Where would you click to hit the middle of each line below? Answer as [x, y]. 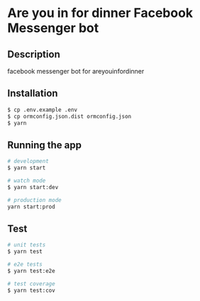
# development [28, 161]
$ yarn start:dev [33, 187]
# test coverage [31, 284]
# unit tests [27, 245]
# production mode [34, 200]
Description [34, 54]
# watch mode [27, 181]
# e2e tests [25, 265]
